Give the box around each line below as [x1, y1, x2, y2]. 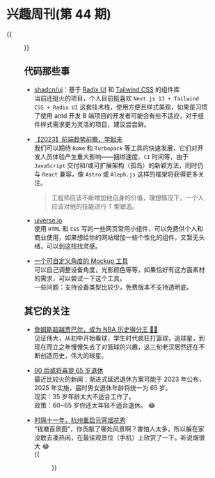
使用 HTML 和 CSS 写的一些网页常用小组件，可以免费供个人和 [33, 224, 203, 232]
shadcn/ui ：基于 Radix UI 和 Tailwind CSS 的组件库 [33, 85, 180, 94]
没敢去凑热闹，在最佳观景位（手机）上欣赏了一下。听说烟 [33, 433, 199, 442]
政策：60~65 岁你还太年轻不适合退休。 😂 [33, 401, 156, 409]
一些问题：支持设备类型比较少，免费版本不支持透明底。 [33, 283, 193, 291]
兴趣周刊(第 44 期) [6, 6, 112, 22]
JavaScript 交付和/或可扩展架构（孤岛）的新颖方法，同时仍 [33, 161, 204, 170]
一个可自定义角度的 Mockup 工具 [33, 256, 129, 265]
